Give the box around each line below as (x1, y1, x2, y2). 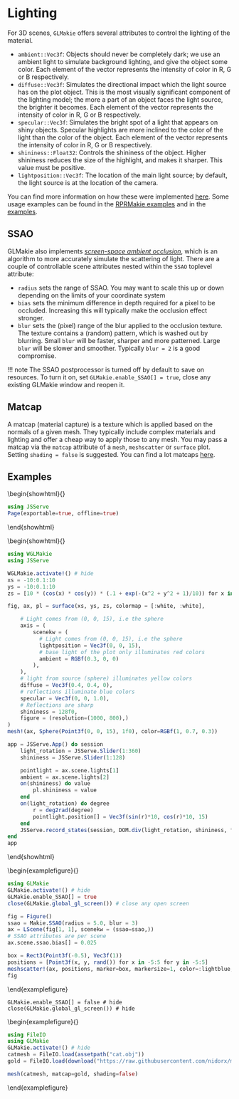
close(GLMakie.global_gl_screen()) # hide (7, 1005, 135, 1012)
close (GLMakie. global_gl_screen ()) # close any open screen (7, 900, 190, 907)
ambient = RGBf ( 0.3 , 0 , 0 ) (38, 655, 119, 663)
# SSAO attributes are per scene (7, 932, 107, 940)
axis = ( (20, 622, 46, 629)
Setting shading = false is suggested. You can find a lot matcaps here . (7, 450, 216, 458)
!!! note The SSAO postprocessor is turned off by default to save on (7, 365, 205, 374)
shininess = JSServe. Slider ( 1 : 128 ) (20, 754, 126, 761)
